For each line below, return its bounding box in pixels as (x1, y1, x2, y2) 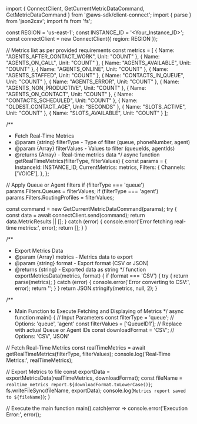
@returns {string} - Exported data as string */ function (14, 266, 146, 273)
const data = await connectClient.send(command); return (6, 212, 145, 218)
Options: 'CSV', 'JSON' (14, 333, 69, 340)
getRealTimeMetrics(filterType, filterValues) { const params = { (14, 158, 168, 164)
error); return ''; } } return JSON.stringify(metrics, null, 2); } (14, 285, 158, 292)
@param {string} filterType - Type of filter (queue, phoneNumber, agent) (14, 139, 191, 145)
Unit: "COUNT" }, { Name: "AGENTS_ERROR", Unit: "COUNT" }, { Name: (6, 78, 179, 85)
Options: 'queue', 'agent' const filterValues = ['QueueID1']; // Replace (14, 320, 182, 327)
